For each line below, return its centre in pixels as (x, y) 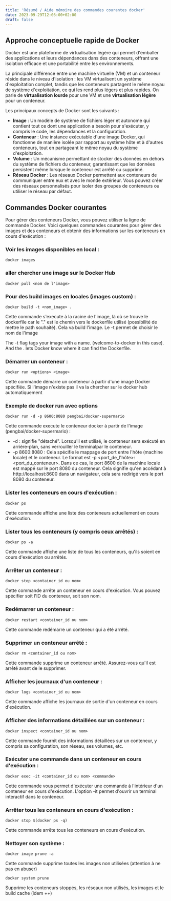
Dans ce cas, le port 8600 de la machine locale (110, 463)
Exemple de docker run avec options (52, 406)
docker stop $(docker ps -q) (36, 821)
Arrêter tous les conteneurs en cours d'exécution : (69, 810)
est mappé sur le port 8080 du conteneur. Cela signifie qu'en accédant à (89, 468)
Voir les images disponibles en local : (52, 249)
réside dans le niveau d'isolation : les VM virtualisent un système (73, 79)
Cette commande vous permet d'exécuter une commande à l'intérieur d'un (84, 786)
